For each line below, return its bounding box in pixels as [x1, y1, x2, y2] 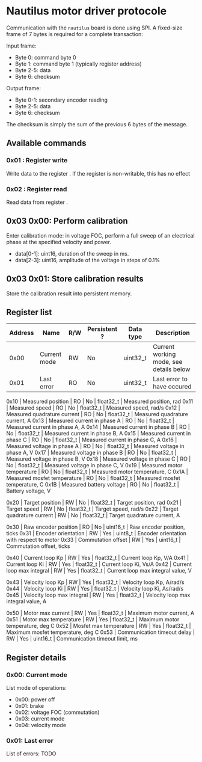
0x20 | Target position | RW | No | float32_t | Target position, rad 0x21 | [6, 499, 182, 506]
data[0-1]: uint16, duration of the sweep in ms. [14, 250, 129, 257]
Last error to [153, 375, 188, 383]
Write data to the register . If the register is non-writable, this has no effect [6, 170, 191, 177]
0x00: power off [14, 696, 55, 703]
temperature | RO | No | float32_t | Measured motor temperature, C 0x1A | [6, 468, 188, 476]
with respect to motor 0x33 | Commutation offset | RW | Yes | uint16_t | [6, 536, 181, 544]
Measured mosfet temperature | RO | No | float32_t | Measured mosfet [6, 475, 180, 482]
